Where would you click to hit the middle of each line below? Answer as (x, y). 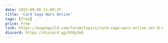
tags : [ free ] (19, 19)
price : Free (17, 23)
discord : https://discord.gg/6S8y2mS (44, 33)
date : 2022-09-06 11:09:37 (33, 10)
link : (11, 28)
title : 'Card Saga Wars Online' (39, 14)
